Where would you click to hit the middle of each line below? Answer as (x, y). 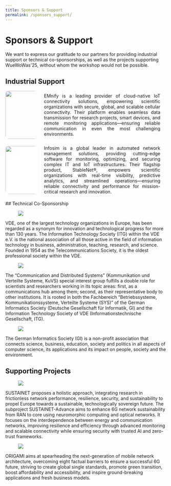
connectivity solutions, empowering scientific (102, 102)
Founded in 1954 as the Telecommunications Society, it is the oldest (77, 250)
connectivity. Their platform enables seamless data (102, 112)
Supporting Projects (38, 371)
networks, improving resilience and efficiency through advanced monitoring (85, 426)
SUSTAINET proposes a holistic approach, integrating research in (74, 393)
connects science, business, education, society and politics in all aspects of (85, 344)
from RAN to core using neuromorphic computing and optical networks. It (83, 415)
